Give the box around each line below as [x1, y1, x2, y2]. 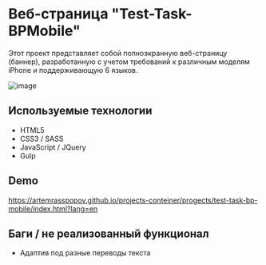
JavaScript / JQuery [19, 142, 86, 152]
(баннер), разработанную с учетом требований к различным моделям [8, 57, 250, 66]
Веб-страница [8, 5, 109, 23]
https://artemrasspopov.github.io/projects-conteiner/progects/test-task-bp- [8, 195, 258, 205]
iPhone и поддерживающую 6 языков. [8, 65, 138, 74]
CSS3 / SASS [19, 134, 64, 143]
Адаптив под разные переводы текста [19, 248, 151, 258]
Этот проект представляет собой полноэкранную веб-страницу [8, 48, 228, 58]
